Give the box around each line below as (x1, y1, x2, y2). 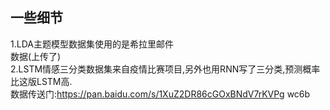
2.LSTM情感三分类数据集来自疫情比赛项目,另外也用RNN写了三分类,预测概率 (10, 63, 321, 75)
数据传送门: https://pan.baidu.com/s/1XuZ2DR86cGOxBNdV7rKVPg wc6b (10, 88, 311, 100)
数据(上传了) (10, 50, 62, 62)
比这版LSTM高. (10, 75, 73, 87)
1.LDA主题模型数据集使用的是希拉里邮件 (10, 38, 174, 50)
